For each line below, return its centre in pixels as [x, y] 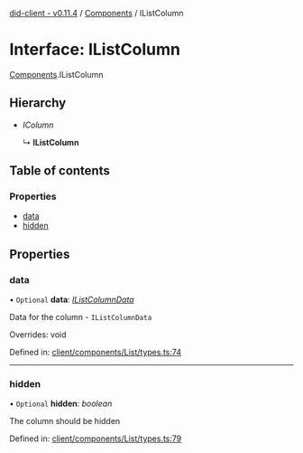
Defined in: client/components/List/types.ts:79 [96, 439]
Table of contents [60, 171]
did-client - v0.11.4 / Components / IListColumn [96, 13]
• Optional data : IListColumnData [72, 300]
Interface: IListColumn [95, 50]
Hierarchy [38, 103]
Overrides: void [38, 335]
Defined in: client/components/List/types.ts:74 [96, 353]
